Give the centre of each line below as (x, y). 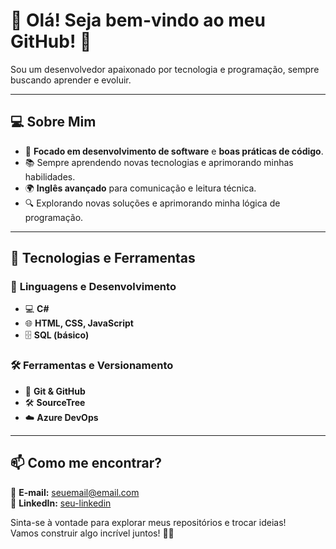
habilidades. (50, 176)
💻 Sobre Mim (53, 122)
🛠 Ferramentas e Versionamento (92, 366)
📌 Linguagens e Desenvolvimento (93, 287)
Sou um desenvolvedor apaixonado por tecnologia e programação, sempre (165, 69)
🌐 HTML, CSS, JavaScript (79, 323)
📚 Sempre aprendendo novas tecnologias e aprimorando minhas (159, 162)
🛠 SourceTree (55, 402)
